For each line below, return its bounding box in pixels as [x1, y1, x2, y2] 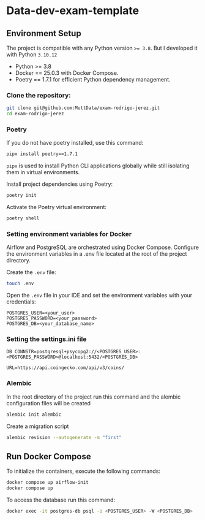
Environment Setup [6, 28, 81, 39]
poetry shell [6, 215, 40, 221]
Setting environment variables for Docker [6, 229, 132, 238]
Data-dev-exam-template [6, 4, 140, 18]
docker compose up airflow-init [6, 480, 89, 486]
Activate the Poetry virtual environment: [6, 204, 107, 211]
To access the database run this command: [6, 496, 115, 503]
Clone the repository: [6, 91, 72, 99]
